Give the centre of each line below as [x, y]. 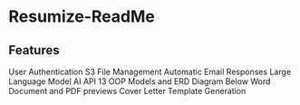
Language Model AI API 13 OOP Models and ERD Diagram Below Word [140, 81]
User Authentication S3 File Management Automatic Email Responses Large [150, 72]
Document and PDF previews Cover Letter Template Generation [127, 91]
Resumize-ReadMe [82, 17]
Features [34, 50]
